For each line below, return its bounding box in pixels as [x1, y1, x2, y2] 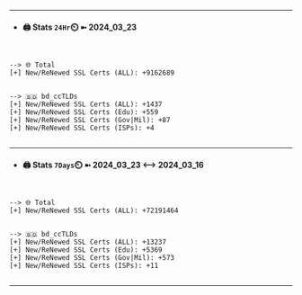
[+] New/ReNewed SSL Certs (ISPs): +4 [9, 123, 155, 133]
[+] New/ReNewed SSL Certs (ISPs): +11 [9, 262, 159, 271]
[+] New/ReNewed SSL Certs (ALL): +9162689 [9, 68, 175, 77]
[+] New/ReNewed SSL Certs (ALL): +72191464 [9, 206, 179, 216]
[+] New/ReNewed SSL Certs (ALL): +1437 [9, 100, 164, 109]
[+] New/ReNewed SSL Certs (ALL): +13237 [9, 237, 167, 247]
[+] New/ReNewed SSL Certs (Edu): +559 [9, 108, 159, 117]
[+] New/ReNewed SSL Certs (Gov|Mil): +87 [9, 116, 171, 125]
